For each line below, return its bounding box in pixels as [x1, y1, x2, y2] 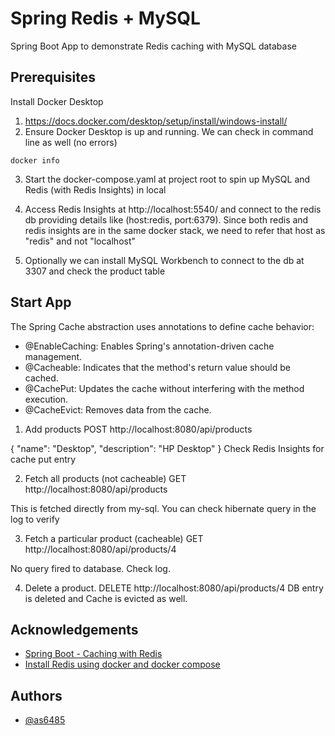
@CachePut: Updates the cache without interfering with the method [24, 382, 305, 394]
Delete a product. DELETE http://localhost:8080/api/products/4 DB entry [24, 582, 324, 594]
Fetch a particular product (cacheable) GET [24, 532, 204, 544]
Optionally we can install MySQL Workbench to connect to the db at [24, 254, 305, 266]
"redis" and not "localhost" [24, 235, 137, 247]
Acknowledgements [10, 621, 139, 638]
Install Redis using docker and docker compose [24, 658, 221, 671]
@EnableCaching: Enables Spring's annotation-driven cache [24, 340, 275, 352]
